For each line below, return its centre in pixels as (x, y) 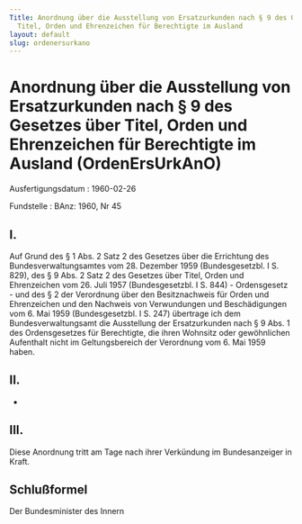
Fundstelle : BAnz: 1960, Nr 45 (66, 206)
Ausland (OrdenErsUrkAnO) (115, 164)
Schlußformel (49, 490)
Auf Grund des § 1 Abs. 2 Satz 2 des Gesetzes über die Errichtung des (139, 256)
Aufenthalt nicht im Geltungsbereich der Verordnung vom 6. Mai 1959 (138, 342)
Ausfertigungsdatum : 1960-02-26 (73, 189)
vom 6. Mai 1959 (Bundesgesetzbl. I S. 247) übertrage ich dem (125, 313)
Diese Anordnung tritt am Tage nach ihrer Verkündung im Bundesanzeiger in (151, 452)
